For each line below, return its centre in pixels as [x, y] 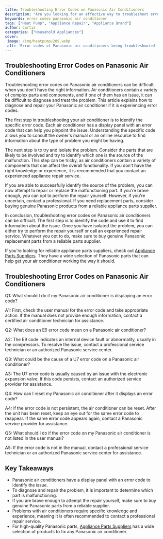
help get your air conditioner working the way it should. [60, 261]
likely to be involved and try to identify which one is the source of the [74, 155]
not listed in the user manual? [34, 438]
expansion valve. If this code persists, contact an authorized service [73, 379]
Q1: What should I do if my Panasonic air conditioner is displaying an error [79, 296]
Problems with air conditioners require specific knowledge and [74, 511]
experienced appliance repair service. [43, 176]
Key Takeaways [29, 468]
